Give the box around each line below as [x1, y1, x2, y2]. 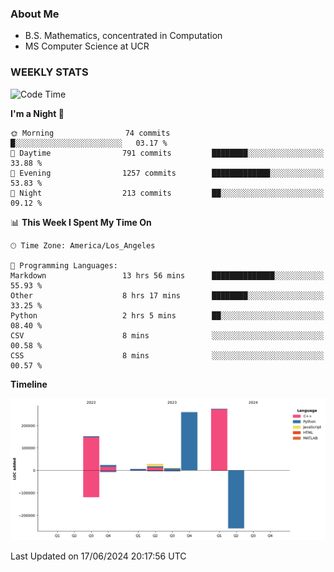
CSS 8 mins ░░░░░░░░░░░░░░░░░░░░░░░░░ [10, 350, 325, 361]
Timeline [10, 378, 48, 390]
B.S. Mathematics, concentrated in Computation [24, 30, 223, 42]
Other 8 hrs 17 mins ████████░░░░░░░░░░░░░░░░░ [10, 290, 325, 301]
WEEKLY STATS [10, 65, 89, 79]
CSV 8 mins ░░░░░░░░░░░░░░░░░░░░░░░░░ [10, 330, 325, 341]
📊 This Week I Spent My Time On [10, 216, 152, 228]
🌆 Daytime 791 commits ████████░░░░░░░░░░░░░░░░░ [10, 148, 325, 158]
